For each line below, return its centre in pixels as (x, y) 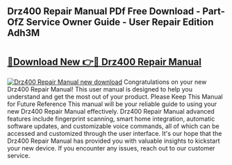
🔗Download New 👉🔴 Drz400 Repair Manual (104, 62)
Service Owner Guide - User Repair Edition (120, 23)
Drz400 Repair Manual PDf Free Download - (104, 11)
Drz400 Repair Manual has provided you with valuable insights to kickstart (114, 141)
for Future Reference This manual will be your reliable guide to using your (112, 104)
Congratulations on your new (165, 82)
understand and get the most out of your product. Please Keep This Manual (115, 97)
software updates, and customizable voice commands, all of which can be (114, 126)
